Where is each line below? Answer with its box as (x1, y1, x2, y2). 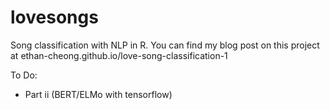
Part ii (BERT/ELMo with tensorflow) (24, 88, 173, 100)
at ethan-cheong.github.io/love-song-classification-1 (10, 49, 228, 61)
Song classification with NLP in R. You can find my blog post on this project (10, 39, 320, 51)
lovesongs (10, 6, 99, 29)
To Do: (10, 69, 38, 81)
